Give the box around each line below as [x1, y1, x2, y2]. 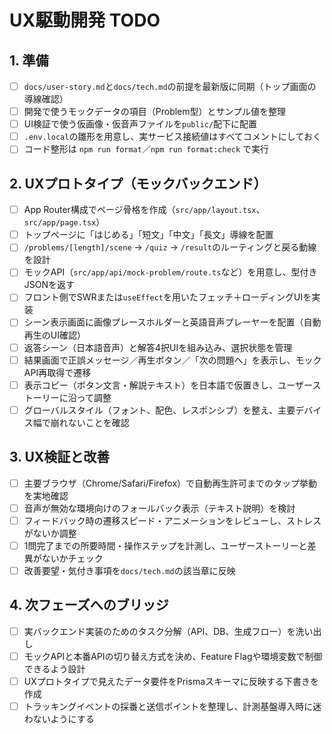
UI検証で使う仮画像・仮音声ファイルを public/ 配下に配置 [23, 118, 258, 130]
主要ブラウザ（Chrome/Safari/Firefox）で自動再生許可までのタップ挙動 [23, 477, 318, 489]
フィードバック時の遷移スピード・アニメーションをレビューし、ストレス [23, 514, 322, 526]
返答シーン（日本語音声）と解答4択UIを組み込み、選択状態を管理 [23, 341, 293, 353]
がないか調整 [23, 527, 77, 539]
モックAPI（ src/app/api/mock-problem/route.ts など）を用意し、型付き [23, 266, 318, 278]
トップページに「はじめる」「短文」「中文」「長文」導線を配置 [23, 229, 274, 241]
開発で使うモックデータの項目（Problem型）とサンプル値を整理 [23, 106, 287, 118]
